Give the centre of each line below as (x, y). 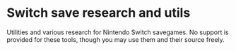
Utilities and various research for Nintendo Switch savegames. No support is (118, 32)
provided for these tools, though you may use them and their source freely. (116, 39)
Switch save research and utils (99, 13)
